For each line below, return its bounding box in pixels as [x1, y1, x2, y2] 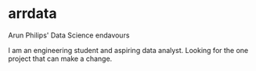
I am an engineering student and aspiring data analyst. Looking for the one [8, 45, 249, 55]
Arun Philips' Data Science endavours [8, 30, 130, 40]
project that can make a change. [8, 54, 113, 63]
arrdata [8, 5, 57, 23]
